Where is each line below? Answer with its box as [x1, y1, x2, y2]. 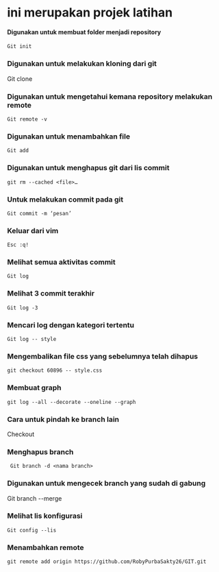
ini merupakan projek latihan [7, 5, 173, 21]
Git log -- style [7, 336, 57, 343]
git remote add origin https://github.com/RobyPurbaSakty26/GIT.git [7, 558, 207, 565]
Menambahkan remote [7, 543, 84, 552]
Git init [7, 43, 32, 50]
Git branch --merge [7, 494, 62, 502]
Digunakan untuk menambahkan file [7, 132, 131, 141]
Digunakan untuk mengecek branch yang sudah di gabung [7, 479, 206, 488]
